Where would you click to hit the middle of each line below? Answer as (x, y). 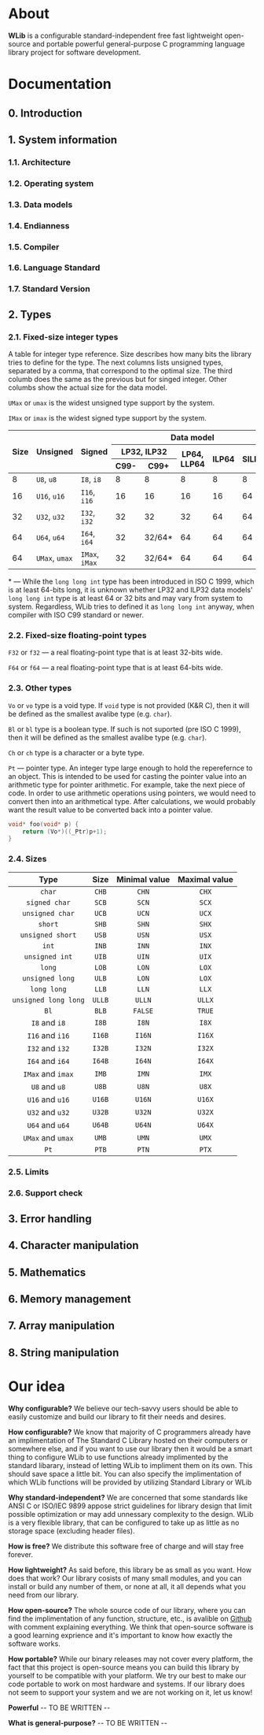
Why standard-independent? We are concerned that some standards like (128, 1497)
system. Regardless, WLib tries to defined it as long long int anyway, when (131, 606)
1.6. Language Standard (54, 268)
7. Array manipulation (62, 1326)
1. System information (63, 140)
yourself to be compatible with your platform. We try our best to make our (127, 1675)
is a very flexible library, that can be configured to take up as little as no (124, 1522)
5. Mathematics (47, 1272)
